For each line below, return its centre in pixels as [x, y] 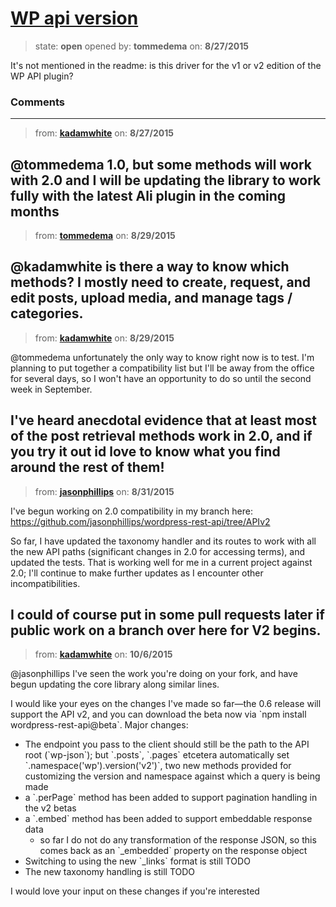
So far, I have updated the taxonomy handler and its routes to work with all [163, 541]
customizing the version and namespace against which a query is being [172, 776]
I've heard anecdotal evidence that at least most [163, 420]
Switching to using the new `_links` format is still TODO [137, 861]
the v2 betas [50, 808]
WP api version [74, 18]
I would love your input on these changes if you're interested [135, 891]
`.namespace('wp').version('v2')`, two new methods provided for [158, 766]
